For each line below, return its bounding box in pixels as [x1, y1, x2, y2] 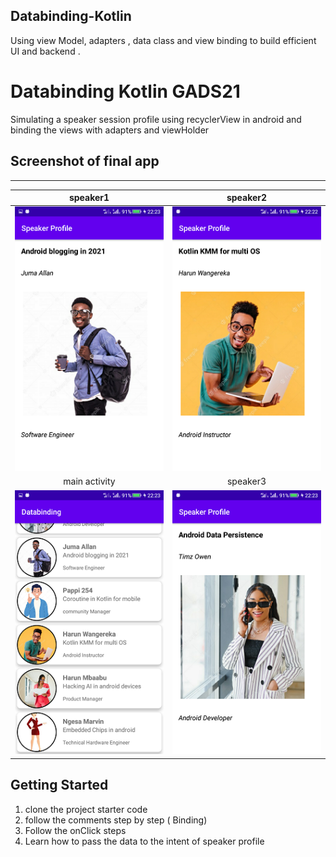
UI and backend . [10, 45, 81, 57]
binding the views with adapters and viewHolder [10, 124, 210, 136]
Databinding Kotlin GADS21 [10, 80, 241, 103]
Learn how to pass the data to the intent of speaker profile [24, 835, 265, 847]
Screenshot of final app [10, 153, 160, 170]
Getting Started [10, 777, 109, 794]
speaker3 [226, 475, 267, 488]
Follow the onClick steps [24, 824, 127, 836]
